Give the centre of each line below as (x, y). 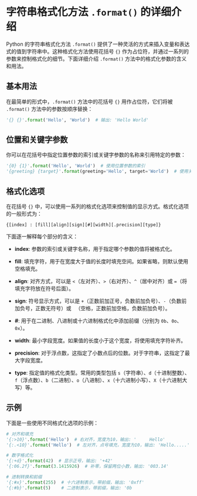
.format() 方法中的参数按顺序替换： (50, 108)
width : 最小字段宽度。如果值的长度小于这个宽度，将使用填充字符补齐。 (100, 340)
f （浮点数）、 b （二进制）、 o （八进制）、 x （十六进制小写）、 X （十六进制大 (101, 380)
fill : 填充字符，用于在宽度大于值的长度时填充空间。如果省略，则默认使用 (101, 261)
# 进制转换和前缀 (24, 477)
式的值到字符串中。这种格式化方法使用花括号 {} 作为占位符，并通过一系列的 (98, 51)
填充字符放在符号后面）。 (44, 288)
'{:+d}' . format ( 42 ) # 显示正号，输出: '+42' (60, 461)
